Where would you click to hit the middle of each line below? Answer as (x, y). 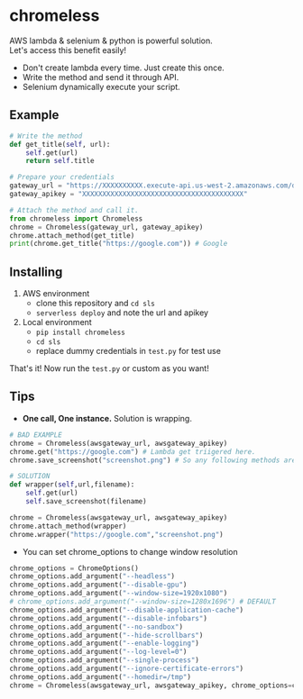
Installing (36, 272)
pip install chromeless (81, 333)
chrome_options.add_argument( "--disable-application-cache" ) (127, 610)
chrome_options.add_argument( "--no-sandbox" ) (96, 627)
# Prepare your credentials (62, 177)
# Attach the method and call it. (74, 210)
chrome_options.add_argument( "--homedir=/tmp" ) (101, 676)
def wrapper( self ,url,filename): (72, 485)
